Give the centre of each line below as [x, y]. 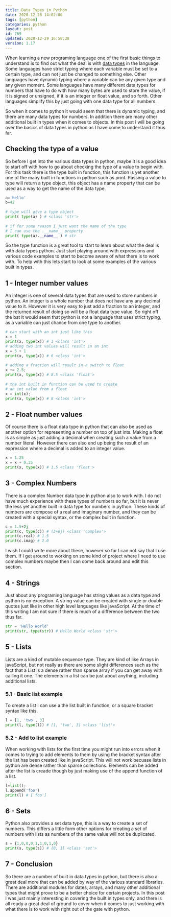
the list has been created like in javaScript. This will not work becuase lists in [86, 760]
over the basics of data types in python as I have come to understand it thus [86, 127]
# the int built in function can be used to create [61, 384]
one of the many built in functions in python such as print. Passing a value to [86, 177]
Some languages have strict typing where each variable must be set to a [81, 68]
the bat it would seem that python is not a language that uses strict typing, [83, 317]
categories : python [26, 24]
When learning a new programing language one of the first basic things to [83, 58]
